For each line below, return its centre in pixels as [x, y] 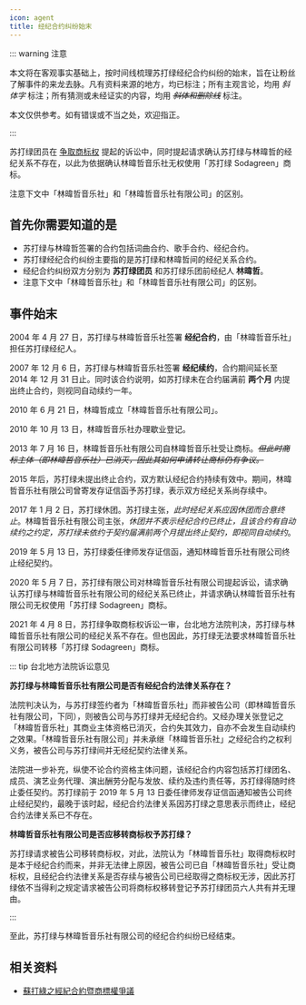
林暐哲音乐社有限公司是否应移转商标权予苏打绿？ [101, 834]
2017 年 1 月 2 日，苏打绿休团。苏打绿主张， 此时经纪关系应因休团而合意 [143, 510]
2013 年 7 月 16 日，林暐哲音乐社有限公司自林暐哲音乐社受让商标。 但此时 [146, 448]
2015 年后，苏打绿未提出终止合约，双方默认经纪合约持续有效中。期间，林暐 [151, 479]
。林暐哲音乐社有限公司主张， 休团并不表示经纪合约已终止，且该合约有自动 [157, 521]
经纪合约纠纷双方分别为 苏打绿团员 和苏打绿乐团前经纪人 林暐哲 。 [145, 271]
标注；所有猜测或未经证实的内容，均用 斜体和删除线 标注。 [137, 95]
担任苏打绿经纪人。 [45, 349]
